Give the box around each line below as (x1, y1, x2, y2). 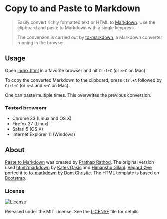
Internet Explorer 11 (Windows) (12, 131, 76, 137)
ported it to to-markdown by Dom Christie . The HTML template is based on (5, 170, 160, 176)
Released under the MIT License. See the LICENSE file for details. (5, 209, 140, 215)
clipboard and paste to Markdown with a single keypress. (17, 24, 135, 30)
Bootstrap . (5, 175, 27, 181)
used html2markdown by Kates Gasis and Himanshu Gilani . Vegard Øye (5, 164, 152, 170)
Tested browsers (5, 104, 47, 111)
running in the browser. (17, 39, 65, 45)
